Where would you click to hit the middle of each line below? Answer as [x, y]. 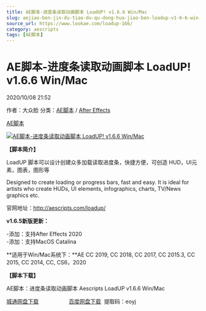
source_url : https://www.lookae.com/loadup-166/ [70, 23]
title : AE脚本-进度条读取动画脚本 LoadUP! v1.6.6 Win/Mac [77, 12]
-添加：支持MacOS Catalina [41, 242]
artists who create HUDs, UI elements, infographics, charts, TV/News [93, 189]
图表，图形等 [33, 170]
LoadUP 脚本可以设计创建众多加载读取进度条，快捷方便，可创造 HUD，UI [99, 163]
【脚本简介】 [22, 149]
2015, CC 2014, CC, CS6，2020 [47, 263]
